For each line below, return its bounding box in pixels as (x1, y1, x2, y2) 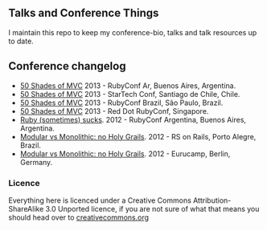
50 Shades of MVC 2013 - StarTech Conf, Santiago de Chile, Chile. (19, 89, 240, 99)
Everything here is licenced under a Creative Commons (8, 196, 191, 205)
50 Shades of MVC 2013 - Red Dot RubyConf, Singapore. (19, 106, 209, 115)
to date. (8, 36, 34, 46)
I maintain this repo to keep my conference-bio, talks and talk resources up (8, 27, 257, 37)
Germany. (19, 157, 53, 167)
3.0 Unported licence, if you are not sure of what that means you (45, 204, 260, 213)
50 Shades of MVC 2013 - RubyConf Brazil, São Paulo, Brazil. (19, 98, 224, 107)
